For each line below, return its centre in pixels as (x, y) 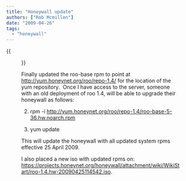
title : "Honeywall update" (40, 12)
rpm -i (37, 111)
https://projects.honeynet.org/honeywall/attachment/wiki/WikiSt (100, 165)
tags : (13, 28)
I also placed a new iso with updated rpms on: (78, 159)
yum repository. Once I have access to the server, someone (95, 87)
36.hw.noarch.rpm (52, 118)
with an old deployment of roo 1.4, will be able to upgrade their (98, 93)
